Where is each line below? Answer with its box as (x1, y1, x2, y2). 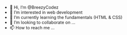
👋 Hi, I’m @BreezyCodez (9, 5, 59, 10)
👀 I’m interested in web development (9, 9, 83, 15)
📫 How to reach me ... (9, 25, 55, 30)
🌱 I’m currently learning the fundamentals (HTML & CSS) (9, 15, 123, 20)
